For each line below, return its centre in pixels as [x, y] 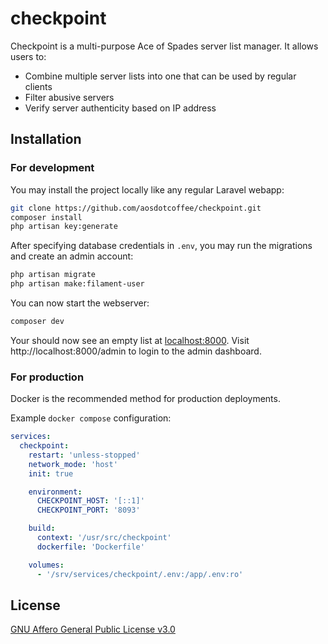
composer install [46, 217]
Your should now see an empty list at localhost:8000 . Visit [130, 340]
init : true [51, 473]
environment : [55, 492]
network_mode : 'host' [73, 464]
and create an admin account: [72, 256]
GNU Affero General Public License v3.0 [93, 629]
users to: [28, 56]
